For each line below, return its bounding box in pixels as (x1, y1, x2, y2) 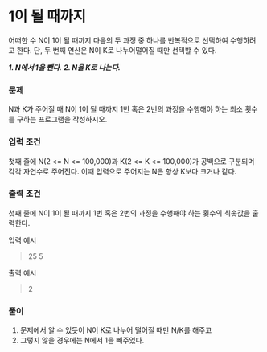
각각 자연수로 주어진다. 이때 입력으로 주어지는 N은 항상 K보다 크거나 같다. (8, 166, 237, 176)
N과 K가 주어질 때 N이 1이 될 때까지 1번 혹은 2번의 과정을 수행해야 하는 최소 (8, 104, 244, 114)
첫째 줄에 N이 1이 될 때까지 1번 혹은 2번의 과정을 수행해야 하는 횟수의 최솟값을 (8, 208, 251, 218)
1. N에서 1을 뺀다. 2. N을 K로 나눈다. (8, 62, 121, 72)
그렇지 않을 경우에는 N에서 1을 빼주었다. (19, 335, 145, 346)
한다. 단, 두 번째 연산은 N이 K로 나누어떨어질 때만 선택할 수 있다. (16, 45, 217, 55)
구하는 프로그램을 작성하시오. (16, 114, 108, 125)
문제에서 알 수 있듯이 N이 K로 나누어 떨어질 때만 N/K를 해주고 (19, 325, 212, 335)
